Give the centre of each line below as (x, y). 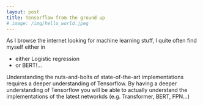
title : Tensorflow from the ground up (56, 18)
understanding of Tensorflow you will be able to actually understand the (97, 90)
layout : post (23, 12)
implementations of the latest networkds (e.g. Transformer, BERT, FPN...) (98, 97)
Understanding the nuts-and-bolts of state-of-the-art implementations (95, 77)
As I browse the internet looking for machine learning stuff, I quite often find (102, 41)
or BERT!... (29, 65)
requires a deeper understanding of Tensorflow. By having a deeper (92, 83)
